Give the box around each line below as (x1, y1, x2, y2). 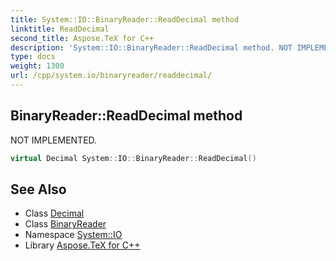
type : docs (10, 52, 56, 62)
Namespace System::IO (24, 229, 123, 241)
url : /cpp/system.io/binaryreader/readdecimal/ (10, 71, 213, 81)
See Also (10, 181, 67, 198)
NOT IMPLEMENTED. (10, 134, 98, 146)
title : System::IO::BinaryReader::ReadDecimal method (10, 14, 240, 25)
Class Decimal (24, 207, 85, 220)
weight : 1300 (10, 61, 65, 71)
